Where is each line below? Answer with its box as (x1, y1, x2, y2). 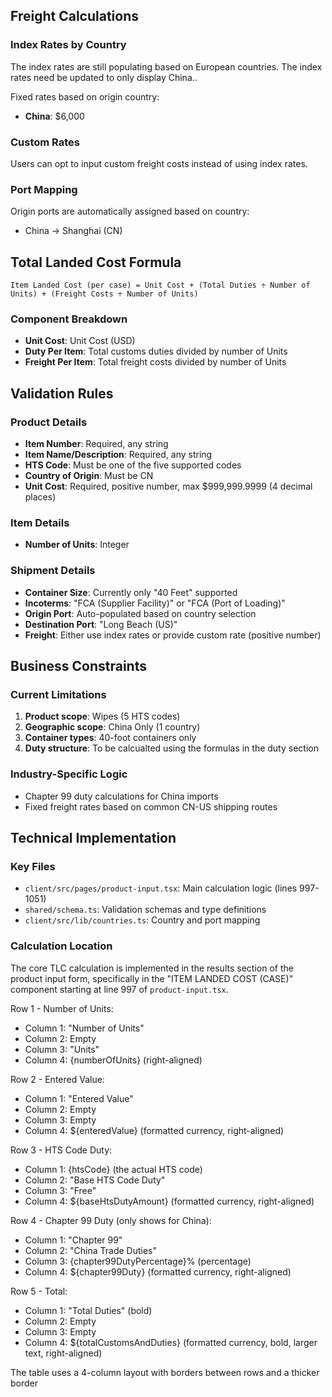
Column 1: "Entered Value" (24, 1092, 134, 1104)
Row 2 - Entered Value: (10, 1073, 105, 1085)
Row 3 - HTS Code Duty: (10, 1144, 113, 1156)
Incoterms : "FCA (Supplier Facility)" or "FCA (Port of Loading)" (24, 597, 286, 609)
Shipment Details (10, 564, 96, 578)
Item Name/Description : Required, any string (24, 449, 213, 461)
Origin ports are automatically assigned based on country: (10, 205, 250, 218)
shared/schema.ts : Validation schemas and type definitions (24, 904, 267, 916)
